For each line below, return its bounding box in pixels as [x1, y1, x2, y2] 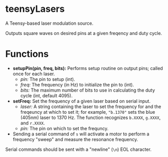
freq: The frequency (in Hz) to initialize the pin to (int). [20, 81, 134, 88]
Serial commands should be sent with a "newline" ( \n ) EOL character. [5, 146, 152, 152]
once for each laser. [12, 71, 55, 77]
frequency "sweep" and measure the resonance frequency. [12, 136, 138, 142]
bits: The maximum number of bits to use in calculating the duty [20, 87, 155, 93]
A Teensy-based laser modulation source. [5, 20, 94, 26]
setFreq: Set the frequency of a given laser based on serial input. [12, 98, 151, 104]
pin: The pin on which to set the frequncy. [20, 125, 109, 131]
